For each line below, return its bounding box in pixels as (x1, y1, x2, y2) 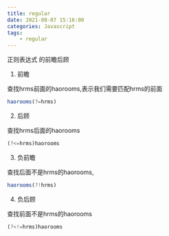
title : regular (7, 10, 51, 17)
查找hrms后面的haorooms (7, 127, 80, 134)
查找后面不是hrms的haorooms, (7, 168, 94, 176)
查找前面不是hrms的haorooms (7, 209, 93, 217)
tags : (7, 29, 23, 36)
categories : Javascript (7, 23, 76, 30)
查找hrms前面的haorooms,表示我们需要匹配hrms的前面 (7, 85, 163, 93)
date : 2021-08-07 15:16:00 (7, 17, 84, 23)
